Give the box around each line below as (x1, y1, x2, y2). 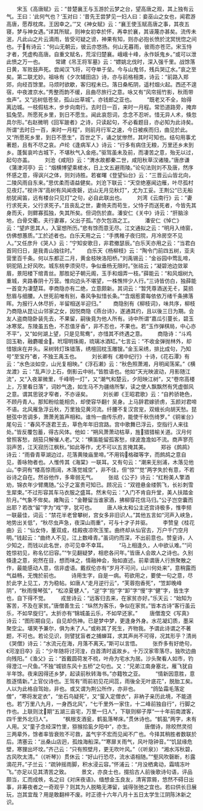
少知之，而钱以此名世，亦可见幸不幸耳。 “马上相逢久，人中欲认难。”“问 (6, 541, 192, 549)
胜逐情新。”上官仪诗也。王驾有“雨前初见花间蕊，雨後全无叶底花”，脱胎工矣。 (6, 677, 196, 685)
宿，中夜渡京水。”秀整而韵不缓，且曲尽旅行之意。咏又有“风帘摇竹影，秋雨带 (6, 88, 194, 95)
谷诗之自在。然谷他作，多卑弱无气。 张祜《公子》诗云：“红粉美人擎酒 (6, 474, 190, 480)
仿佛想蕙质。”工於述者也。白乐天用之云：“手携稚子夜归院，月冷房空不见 (6, 232, 183, 239)
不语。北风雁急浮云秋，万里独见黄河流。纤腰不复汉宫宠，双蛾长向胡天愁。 (6, 405, 192, 413)
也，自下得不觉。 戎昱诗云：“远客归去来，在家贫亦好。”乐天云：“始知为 (6, 595, 192, 601)
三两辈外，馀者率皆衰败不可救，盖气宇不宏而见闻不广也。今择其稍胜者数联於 (6, 731, 197, 737)
